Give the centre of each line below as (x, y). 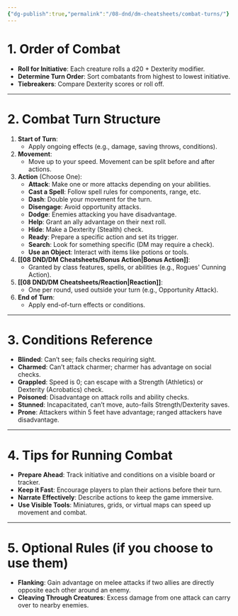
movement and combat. (52, 512)
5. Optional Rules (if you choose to (110, 548)
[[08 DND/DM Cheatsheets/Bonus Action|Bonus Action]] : (104, 259)
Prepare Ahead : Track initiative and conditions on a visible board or (116, 475)
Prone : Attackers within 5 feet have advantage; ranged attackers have (120, 412)
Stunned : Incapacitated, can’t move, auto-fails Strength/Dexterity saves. (124, 405)
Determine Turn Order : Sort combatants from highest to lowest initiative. (124, 76)
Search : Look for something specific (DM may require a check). (121, 244)
